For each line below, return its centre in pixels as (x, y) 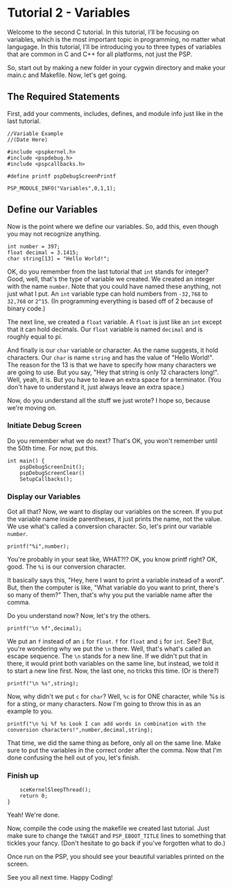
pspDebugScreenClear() (52, 473)
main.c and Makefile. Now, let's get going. (67, 75)
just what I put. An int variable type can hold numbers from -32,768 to (107, 294)
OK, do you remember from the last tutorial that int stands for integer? (108, 271)
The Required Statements (63, 97)
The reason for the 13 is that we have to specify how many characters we (112, 365)
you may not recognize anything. (54, 233)
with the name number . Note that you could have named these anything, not (114, 286)
